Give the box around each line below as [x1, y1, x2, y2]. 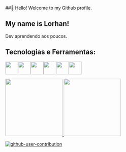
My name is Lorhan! [5, 19, 70, 28]
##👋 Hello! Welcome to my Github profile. [5, 5, 92, 11]
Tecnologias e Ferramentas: [5, 48, 96, 56]
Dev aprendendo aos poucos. [5, 33, 68, 39]
